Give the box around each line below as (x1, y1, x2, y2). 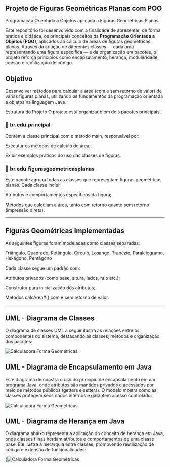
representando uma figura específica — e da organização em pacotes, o (5, 49, 157, 55)
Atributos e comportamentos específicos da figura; (5, 192, 112, 198)
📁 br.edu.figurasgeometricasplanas (5, 165, 95, 172)
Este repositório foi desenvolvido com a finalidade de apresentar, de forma (5, 27, 161, 34)
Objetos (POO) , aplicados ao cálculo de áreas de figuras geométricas (5, 38, 151, 44)
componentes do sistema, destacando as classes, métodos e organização (5, 332, 160, 339)
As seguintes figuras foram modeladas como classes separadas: (5, 240, 140, 246)
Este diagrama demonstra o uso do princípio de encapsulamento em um (5, 376, 156, 382)
